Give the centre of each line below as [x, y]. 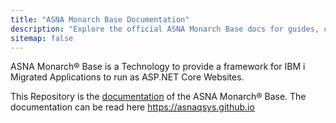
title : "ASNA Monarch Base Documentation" [100, 19]
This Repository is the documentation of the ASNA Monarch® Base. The [158, 97]
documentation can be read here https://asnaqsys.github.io [132, 107]
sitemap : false [42, 38]
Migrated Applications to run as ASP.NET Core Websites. [127, 77]
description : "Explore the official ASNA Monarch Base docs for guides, [165, 29]
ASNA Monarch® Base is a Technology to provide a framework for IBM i [158, 67]
